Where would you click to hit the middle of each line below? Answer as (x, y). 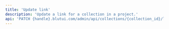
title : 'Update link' (28, 10)
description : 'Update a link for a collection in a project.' (72, 14)
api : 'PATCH (18, 19)
